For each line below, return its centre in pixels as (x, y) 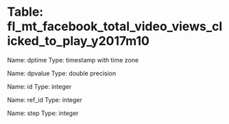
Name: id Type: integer (39, 86)
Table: (25, 12)
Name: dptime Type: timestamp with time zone (73, 60)
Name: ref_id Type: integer (45, 99)
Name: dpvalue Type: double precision (62, 73)
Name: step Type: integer (43, 113)
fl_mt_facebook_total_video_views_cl (115, 26)
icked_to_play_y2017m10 (78, 41)
